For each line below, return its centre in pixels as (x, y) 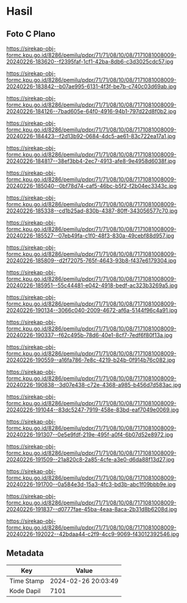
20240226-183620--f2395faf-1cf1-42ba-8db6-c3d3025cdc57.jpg (90, 62)
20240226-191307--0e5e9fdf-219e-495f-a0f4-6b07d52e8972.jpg (90, 435)
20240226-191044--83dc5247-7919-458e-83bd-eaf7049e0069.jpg (93, 410)
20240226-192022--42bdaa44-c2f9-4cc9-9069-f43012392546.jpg (93, 534)
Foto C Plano (31, 34)
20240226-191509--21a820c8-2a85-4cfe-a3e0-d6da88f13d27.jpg (90, 459)
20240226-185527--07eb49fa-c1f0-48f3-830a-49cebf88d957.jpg (90, 236)
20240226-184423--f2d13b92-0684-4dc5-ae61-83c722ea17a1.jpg (91, 136)
